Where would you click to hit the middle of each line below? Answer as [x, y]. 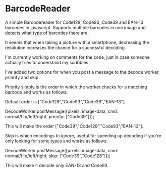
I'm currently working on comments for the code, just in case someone [78, 57]
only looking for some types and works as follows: [56, 141]
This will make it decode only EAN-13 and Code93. [57, 165]
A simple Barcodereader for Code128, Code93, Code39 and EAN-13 [74, 22]
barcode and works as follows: [36, 92]
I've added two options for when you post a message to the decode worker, [83, 72]
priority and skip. [22, 77]
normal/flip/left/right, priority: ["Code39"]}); [50, 116]
